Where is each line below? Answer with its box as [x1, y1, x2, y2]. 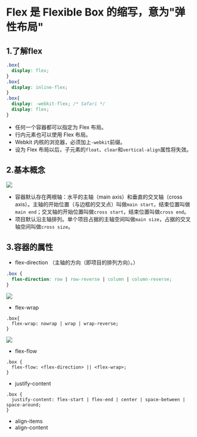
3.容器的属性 [6, 242, 54, 252]
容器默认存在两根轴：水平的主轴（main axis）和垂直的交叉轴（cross [14, 193, 183, 200]
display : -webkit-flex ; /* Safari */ [11, 101, 106, 107]
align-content [14, 424, 48, 431]
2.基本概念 [6, 165, 46, 175]
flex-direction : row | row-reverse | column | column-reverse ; [11, 277, 172, 283]
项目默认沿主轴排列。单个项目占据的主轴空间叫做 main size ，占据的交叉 [14, 215, 191, 222]
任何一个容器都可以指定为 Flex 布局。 [14, 123, 107, 131]
